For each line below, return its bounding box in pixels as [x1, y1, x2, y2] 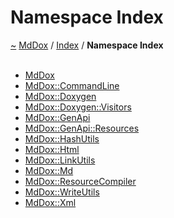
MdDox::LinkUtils [24, 154, 96, 166]
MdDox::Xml [24, 196, 77, 208]
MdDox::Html [24, 143, 80, 155]
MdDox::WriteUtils [24, 186, 100, 198]
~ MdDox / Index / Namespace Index [10, 39, 164, 51]
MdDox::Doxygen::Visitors [24, 101, 132, 113]
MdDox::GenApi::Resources [24, 122, 140, 134]
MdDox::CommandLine [24, 79, 120, 91]
